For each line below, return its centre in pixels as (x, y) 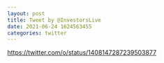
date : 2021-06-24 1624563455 (50, 26)
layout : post (26, 13)
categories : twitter (37, 33)
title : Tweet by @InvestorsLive (54, 20)
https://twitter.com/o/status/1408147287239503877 (82, 53)
